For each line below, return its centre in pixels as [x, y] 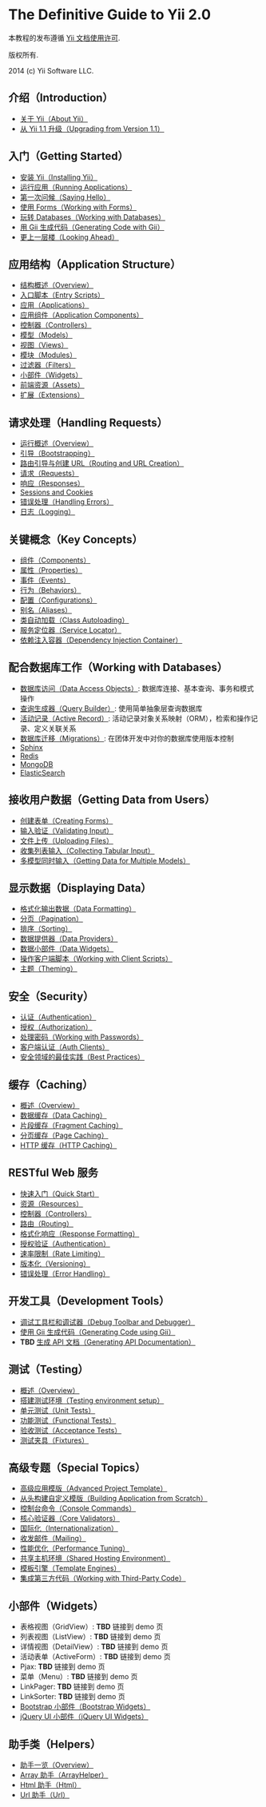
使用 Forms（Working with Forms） [78, 207]
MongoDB [36, 764]
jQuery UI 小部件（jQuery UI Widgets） [84, 1717]
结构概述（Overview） [57, 285]
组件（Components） [55, 560]
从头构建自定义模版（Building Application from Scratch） [113, 1499]
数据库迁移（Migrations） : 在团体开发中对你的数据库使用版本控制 [127, 738]
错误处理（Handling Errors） [67, 502]
